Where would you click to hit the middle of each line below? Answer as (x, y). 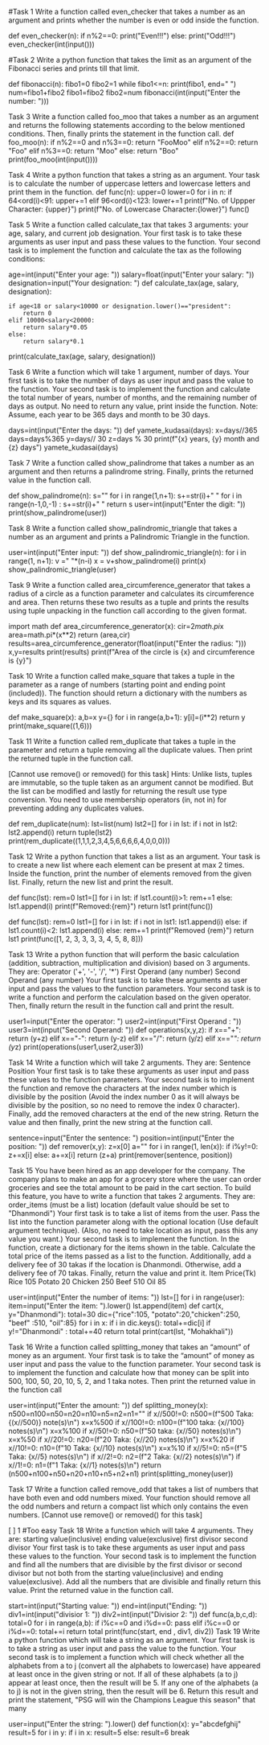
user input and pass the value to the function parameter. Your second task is (134, 1364)
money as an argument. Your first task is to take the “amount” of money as (132, 1355)
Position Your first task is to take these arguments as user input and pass (129, 1071)
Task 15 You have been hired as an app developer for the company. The (127, 1170)
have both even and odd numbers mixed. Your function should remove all (129, 1498)
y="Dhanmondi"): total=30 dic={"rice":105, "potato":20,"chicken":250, (124, 1314)
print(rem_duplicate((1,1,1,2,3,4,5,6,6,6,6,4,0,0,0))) (90, 841)
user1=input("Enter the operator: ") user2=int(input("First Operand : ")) (125, 1021)
